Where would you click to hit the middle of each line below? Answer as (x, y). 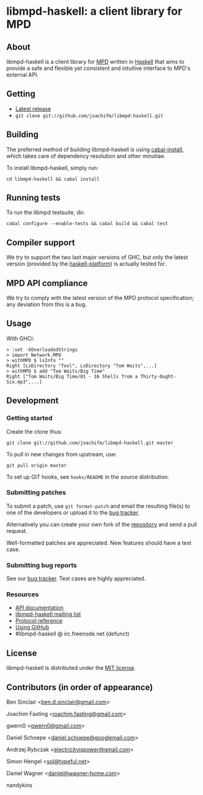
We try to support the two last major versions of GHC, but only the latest (97, 257)
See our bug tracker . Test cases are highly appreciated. (76, 578)
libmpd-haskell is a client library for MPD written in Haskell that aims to (95, 62)
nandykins (19, 785)
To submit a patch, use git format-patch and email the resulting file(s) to (98, 506)
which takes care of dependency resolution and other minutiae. (86, 156)
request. (17, 531)
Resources (23, 594)
